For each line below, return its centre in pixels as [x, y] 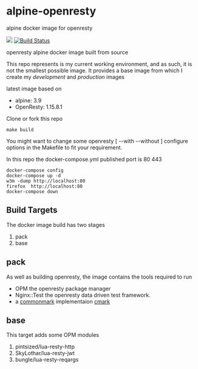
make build [20, 130]
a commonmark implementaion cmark [63, 301]
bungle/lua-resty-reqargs [47, 360]
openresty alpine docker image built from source [67, 52]
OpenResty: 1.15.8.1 [39, 107]
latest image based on [34, 89]
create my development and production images [65, 76]
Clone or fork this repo [35, 118]
